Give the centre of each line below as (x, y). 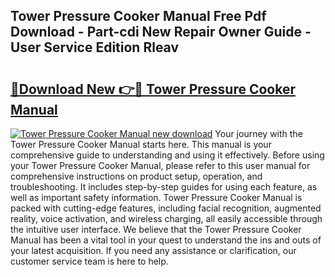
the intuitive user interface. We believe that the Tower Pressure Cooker (156, 229)
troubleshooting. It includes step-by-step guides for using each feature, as (164, 187)
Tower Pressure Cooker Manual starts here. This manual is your (141, 144)
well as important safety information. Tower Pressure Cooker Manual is (156, 197)
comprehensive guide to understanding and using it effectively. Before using (167, 155)
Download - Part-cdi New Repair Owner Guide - (161, 32)
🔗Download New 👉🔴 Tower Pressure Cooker (153, 89)
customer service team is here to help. (89, 261)
